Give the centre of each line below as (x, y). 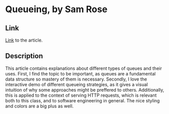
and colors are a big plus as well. (39, 106)
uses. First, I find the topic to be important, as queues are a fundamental (80, 73)
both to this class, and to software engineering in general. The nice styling (83, 100)
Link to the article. (24, 40)
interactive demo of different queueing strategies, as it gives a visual (77, 84)
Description (24, 56)
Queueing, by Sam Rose (56, 9)
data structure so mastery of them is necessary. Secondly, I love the (76, 79)
